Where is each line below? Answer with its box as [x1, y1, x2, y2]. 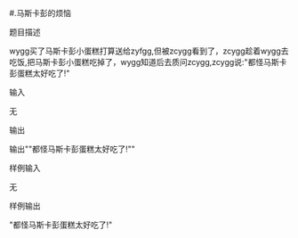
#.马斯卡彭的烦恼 [9, 8, 71, 18]
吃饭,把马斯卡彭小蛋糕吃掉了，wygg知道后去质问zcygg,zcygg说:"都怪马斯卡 [9, 57, 287, 67]
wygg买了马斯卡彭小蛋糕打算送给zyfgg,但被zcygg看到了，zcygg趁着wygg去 [9, 45, 289, 56]
